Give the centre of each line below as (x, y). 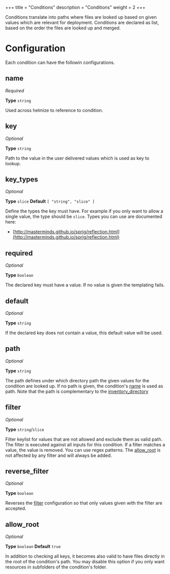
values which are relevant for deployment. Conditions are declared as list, (82, 23)
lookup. (13, 163)
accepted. (16, 509)
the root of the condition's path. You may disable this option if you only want (85, 562)
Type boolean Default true (33, 547)
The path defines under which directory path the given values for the (77, 380)
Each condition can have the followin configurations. (60, 62)
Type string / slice (25, 429)
